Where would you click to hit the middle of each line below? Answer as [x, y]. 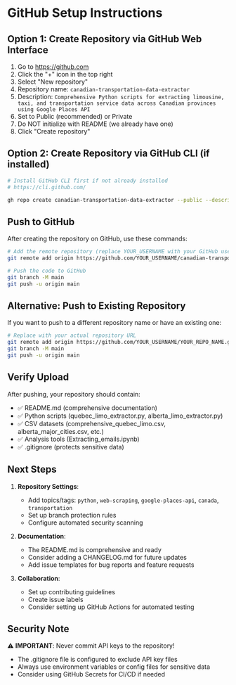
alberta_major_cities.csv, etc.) [60, 431]
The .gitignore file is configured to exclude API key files [97, 660]
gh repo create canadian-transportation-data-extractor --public [105, 200]
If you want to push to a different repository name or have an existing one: [114, 323]
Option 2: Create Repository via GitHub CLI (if [109, 154]
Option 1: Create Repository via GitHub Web [105, 39]
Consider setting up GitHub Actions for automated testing [111, 607]
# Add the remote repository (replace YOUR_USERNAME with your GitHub [113, 252]
